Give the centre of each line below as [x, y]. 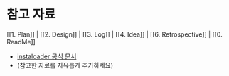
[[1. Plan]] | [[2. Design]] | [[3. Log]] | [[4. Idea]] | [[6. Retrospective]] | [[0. [115, 34]
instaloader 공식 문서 [47, 56]
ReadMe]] [21, 42]
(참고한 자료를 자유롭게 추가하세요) [65, 65]
